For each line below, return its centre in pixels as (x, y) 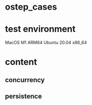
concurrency (25, 80)
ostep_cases (31, 7)
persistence (23, 97)
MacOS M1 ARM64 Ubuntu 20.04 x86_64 (46, 43)
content (21, 62)
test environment (40, 29)
